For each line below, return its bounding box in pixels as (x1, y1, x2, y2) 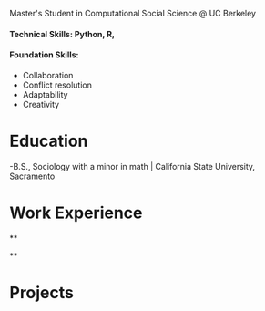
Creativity (22, 98, 60, 109)
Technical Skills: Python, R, (9, 28, 116, 39)
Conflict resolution (22, 79, 93, 90)
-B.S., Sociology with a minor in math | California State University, (9, 161, 256, 171)
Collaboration (22, 69, 74, 80)
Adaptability (22, 88, 68, 99)
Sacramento (9, 171, 56, 181)
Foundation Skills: (9, 49, 79, 60)
